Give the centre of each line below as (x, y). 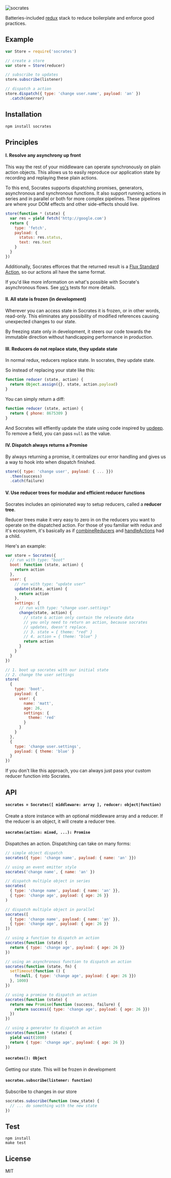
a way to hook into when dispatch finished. (50, 462)
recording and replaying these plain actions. (52, 178)
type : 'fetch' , (31, 228)
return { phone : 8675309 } (39, 413)
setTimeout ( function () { (38, 971)
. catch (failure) (27, 481)
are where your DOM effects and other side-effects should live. (72, 204)
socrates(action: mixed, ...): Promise (48, 833)
